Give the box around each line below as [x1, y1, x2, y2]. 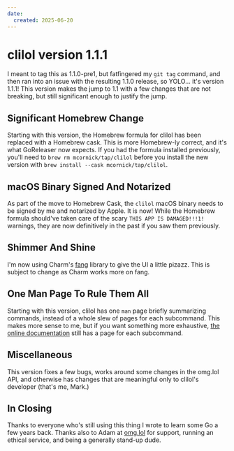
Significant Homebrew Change [7, 112, 145, 124]
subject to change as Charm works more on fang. [7, 267, 150, 276]
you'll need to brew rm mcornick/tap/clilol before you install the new [7, 153, 209, 161]
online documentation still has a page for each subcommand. [7, 329, 184, 337]
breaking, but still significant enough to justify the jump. [7, 92, 168, 101]
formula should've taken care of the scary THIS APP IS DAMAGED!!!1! [7, 214, 205, 223]
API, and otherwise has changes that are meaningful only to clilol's [7, 375, 199, 383]
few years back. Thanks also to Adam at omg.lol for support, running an [7, 429, 214, 437]
